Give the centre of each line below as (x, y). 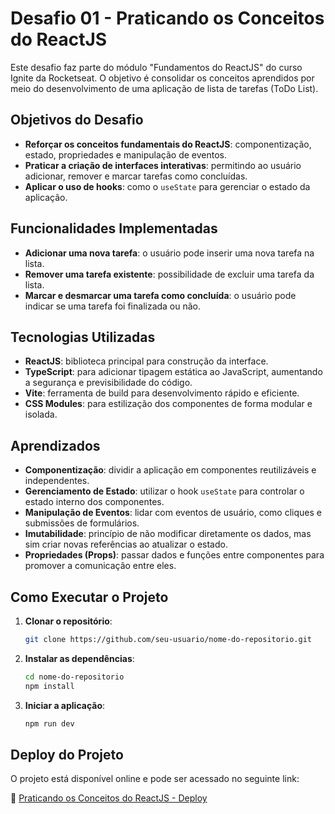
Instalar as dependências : (79, 658)
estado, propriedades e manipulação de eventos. (125, 154)
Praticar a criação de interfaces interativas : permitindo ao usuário (163, 165)
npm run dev (49, 723)
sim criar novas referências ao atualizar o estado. (126, 544)
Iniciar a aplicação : (65, 705)
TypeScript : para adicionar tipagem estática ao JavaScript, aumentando (173, 372)
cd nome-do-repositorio (74, 677)
